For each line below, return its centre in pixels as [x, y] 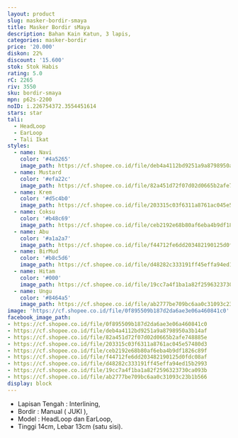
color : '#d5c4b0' [46, 199]
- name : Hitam [34, 271]
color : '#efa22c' [46, 179]
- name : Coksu [34, 212]
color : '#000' [41, 278]
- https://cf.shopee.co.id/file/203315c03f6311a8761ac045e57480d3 [107, 344]
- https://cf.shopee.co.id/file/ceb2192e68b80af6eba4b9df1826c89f [107, 351]
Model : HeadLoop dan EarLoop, [65, 419]
